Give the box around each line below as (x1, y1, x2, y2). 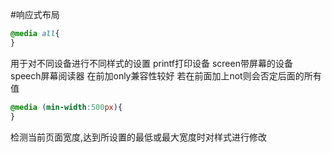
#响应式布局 (10, 9, 60, 20)
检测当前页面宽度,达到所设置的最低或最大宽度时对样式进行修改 (10, 131, 268, 143)
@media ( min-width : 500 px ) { (10, 102, 123, 112)
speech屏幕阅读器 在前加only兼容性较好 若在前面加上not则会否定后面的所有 (10, 69, 322, 82)
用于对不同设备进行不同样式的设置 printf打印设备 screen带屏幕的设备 (10, 57, 293, 69)
